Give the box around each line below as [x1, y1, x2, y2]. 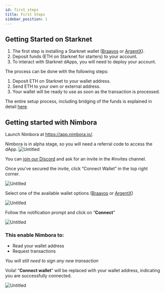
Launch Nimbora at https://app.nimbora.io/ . [5, 132, 94, 137]
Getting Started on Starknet [5, 35, 93, 43]
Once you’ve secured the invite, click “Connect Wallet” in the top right [5, 165, 148, 171]
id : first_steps [5, 7, 39, 12]
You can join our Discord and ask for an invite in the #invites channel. [5, 156, 146, 162]
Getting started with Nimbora [5, 118, 98, 127]
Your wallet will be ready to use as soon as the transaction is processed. [12, 89, 160, 95]
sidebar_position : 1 [5, 16, 48, 21]
